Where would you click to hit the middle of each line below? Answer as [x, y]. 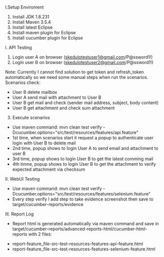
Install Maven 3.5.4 [31, 22]
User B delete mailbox [35, 92]
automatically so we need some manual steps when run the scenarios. [77, 77]
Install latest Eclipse [32, 27]
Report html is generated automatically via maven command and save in [85, 224]
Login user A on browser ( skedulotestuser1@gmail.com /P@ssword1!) [82, 57]
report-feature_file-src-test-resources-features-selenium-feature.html [84, 249]
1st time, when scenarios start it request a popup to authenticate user [83, 138]
